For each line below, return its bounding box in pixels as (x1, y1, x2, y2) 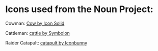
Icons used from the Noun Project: (5, 4, 153, 15)
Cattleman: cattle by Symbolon (5, 30, 70, 36)
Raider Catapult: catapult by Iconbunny (5, 39, 88, 46)
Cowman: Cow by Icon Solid (5, 20, 65, 26)
